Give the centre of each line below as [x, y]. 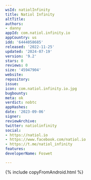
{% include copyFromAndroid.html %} [44, 172]
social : [13, 130]
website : [14, 75]
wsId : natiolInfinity [28, 10]
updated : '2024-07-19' [29, 51]
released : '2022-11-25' [30, 47]
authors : [14, 24]
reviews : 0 [16, 65]
